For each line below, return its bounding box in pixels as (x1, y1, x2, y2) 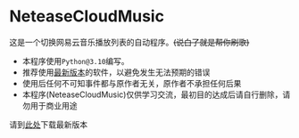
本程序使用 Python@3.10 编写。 (21, 55, 129, 66)
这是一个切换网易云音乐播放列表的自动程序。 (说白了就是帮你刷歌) (9, 37, 250, 47)
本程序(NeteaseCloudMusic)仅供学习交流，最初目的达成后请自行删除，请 (21, 89, 291, 100)
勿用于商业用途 (21, 100, 78, 110)
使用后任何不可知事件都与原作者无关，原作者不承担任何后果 (21, 77, 242, 88)
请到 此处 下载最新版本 (9, 118, 87, 130)
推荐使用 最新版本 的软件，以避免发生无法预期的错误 (21, 67, 211, 77)
